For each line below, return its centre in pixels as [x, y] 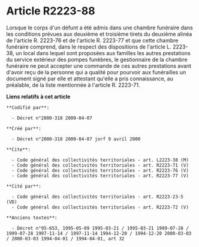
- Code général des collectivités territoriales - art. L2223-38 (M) [100, 160]
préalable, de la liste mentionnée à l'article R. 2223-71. [73, 85]
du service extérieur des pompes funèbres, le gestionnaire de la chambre [97, 59]
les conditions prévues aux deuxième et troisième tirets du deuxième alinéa [99, 34]
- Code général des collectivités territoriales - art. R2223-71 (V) [100, 165]
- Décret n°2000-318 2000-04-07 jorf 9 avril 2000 [76, 139]
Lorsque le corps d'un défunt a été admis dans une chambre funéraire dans [99, 28]
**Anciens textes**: [32, 218]
